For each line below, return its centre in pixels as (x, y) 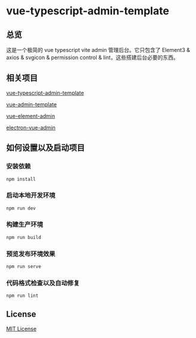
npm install (21, 179)
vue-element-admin (31, 116)
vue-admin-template (31, 104)
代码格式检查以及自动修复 (43, 283)
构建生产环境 (25, 225)
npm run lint (22, 296)
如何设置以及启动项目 (45, 148)
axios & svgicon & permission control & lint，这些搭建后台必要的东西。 (93, 57)
